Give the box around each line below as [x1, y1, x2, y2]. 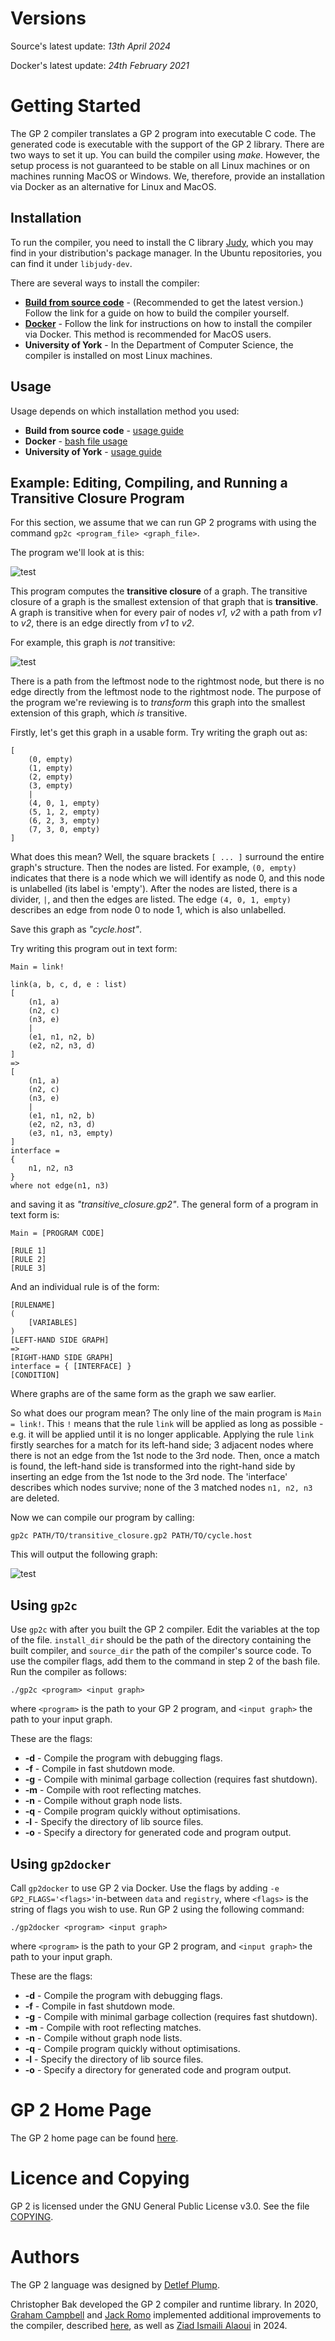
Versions [10, 7, 87, 30]
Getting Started [10, 95, 142, 117]
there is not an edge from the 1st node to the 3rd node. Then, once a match [10, 1450, 320, 1462]
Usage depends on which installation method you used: [10, 405, 240, 417]
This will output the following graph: [10, 1548, 158, 1561]
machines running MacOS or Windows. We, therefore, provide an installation [10, 170, 325, 182]
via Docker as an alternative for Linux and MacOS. [10, 180, 217, 192]
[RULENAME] [10, 1300, 56, 1311]
